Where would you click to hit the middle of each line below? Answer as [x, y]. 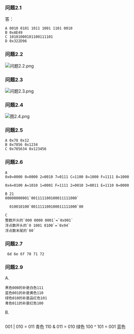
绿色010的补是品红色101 [26, 298]
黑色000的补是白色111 [24, 288]
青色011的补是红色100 [24, 303]
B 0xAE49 [14, 33]
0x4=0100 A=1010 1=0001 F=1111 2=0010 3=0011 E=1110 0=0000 [67, 185]
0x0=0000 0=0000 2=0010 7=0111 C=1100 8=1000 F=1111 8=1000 [67, 177]
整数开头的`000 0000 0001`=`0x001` [39, 220]
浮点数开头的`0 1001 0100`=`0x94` [38, 225]
